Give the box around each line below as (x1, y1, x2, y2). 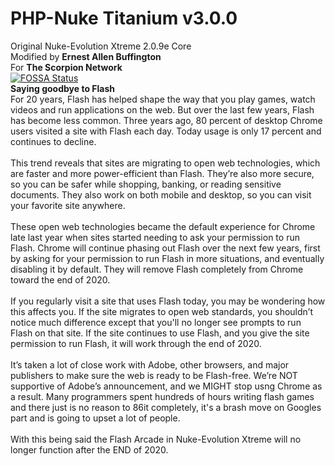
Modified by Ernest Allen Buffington (10, 50, 162, 62)
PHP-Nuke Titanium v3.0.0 (10, 7, 238, 30)
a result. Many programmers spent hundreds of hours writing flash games (10, 390, 315, 402)
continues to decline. (10, 135, 97, 147)
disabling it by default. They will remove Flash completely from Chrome (10, 263, 304, 275)
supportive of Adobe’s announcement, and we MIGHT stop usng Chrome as (10, 380, 323, 392)
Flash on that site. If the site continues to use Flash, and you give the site (10, 327, 310, 339)
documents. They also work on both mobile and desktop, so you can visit (10, 188, 312, 201)
